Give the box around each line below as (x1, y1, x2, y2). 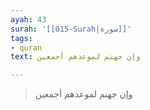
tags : (10, 33, 33, 43)
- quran (10, 42, 43, 53)
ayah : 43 (10, 14, 47, 25)
